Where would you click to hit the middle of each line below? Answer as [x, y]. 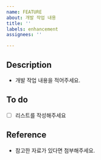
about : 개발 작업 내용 [31, 18]
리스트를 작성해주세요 [40, 115]
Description [29, 65]
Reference [26, 135]
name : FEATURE [24, 12]
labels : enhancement [33, 29]
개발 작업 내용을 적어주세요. [48, 80]
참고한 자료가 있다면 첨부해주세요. [55, 150]
